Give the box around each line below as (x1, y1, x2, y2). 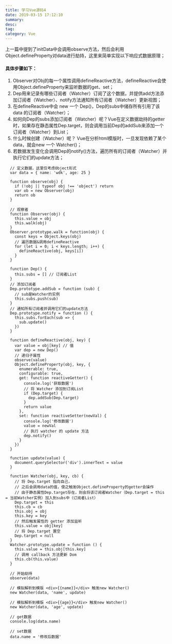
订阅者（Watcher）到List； (12, 129, 70, 135)
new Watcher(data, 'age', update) (10, 604, 84, 610)
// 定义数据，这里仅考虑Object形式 (10, 166, 77, 171)
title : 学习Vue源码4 (5, 7, 46, 13)
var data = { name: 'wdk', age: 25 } (10, 170, 91, 175)
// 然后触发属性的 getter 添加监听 (14, 519, 82, 524)
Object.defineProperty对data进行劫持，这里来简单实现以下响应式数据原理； (5, 52, 165, 58)
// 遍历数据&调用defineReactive (14, 240, 79, 245)
